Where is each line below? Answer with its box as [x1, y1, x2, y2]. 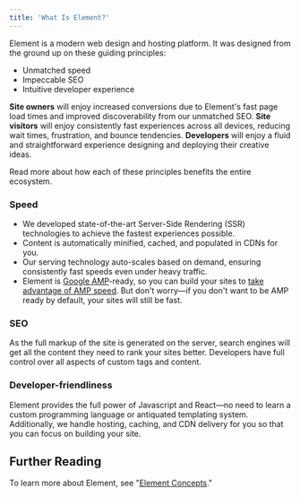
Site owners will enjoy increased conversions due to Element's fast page [9, 100, 279, 112]
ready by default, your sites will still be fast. [21, 294, 183, 305]
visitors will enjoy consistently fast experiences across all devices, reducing [9, 120, 291, 131]
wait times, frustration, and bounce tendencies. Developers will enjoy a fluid [9, 129, 291, 140]
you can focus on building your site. [9, 428, 141, 439]
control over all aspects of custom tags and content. [9, 356, 201, 368]
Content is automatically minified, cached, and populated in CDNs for [21, 237, 279, 248]
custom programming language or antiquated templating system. [9, 409, 249, 420]
